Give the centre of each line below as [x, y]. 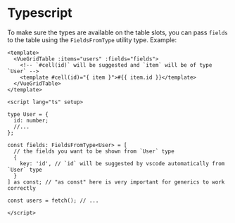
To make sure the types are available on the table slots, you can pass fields [118, 32]
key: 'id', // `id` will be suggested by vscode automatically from [122, 163]
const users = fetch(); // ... [53, 200]
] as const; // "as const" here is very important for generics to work [116, 182]
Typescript [40, 13]
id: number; [31, 120]
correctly [22, 188]
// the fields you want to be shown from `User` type [94, 151]
